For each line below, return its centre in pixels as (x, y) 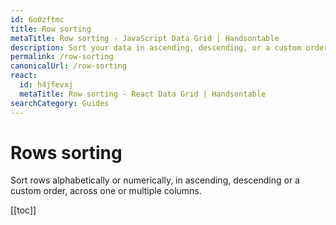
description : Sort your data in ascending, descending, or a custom (156, 47)
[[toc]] (23, 210)
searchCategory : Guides (60, 103)
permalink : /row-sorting (62, 57)
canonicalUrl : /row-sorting (69, 66)
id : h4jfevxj (46, 85)
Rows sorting (66, 152)
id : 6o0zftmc (37, 19)
